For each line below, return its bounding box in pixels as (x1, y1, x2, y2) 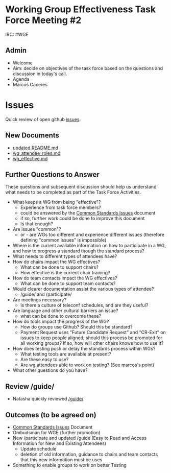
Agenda (12, 76, 30, 82)
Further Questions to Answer (5, 170, 100, 179)
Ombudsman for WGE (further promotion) (12, 429, 101, 435)
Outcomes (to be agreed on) (5, 410, 96, 419)
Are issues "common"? (12, 226, 61, 232)
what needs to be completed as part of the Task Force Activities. (5, 189, 141, 195)
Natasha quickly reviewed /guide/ (12, 396, 84, 402)
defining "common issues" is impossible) (20, 237, 107, 243)
